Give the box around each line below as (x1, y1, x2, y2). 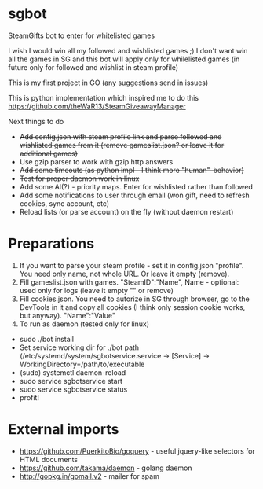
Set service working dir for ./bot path (19, 343, 140, 352)
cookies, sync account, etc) (19, 198, 110, 208)
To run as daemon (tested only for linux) (19, 319, 150, 329)
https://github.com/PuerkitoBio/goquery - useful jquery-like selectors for (19, 446, 255, 456)
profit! (19, 392, 39, 402)
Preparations (8, 235, 95, 252)
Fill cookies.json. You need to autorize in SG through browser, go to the (19, 294, 250, 303)
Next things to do (8, 116, 64, 126)
